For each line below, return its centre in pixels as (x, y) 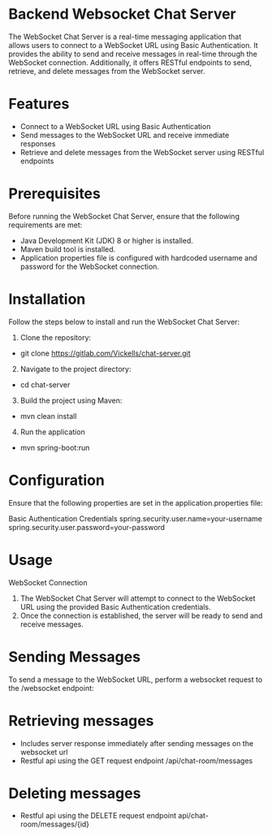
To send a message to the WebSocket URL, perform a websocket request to (136, 680)
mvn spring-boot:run (55, 447)
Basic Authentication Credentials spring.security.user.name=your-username (135, 518)
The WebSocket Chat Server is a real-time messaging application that (125, 37)
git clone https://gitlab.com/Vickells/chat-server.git (105, 353)
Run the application (52, 432)
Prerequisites (55, 194)
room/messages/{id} (55, 824)
